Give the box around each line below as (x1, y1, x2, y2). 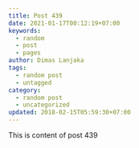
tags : (8, 64, 27, 72)
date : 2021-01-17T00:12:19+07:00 (8, 19, 121, 27)
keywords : (8, 26, 42, 34)
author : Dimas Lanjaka (8, 57, 84, 65)
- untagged (15, 78, 52, 86)
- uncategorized (15, 101, 70, 109)
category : (8, 86, 42, 94)
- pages (15, 49, 42, 57)
